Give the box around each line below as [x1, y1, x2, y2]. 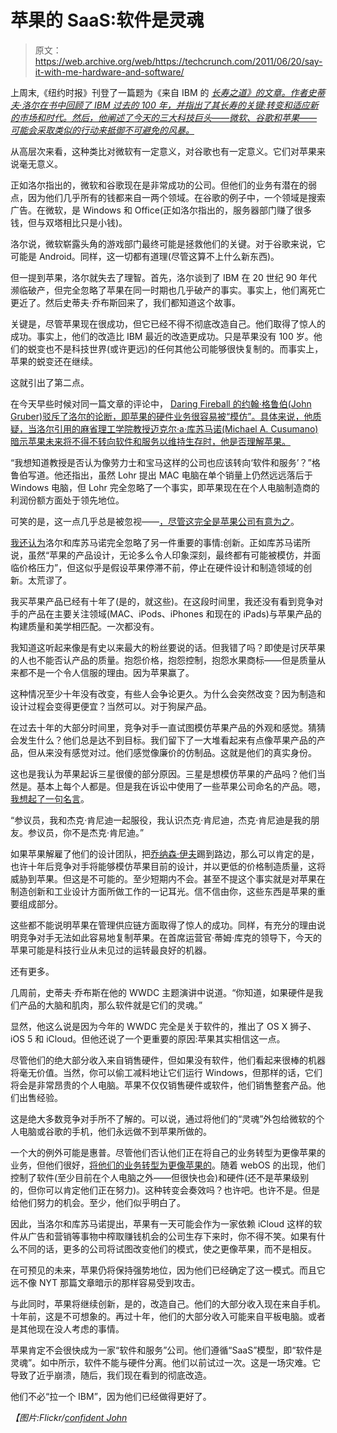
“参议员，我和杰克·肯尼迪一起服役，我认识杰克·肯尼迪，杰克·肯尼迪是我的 [10, 814, 312, 826]
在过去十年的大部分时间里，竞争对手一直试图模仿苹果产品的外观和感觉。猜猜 [10, 721, 326, 733]
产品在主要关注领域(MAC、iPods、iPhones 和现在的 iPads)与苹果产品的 [27, 607, 322, 620]
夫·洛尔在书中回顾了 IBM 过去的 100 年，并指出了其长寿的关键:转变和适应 [10, 99, 310, 111]
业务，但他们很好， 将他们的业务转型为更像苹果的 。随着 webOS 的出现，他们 [10, 1159, 326, 1171]
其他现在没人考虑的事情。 [18, 1322, 125, 1335]
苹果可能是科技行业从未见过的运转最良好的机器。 [10, 944, 212, 956]
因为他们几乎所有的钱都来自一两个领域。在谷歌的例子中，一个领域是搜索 [27, 191, 326, 203]
